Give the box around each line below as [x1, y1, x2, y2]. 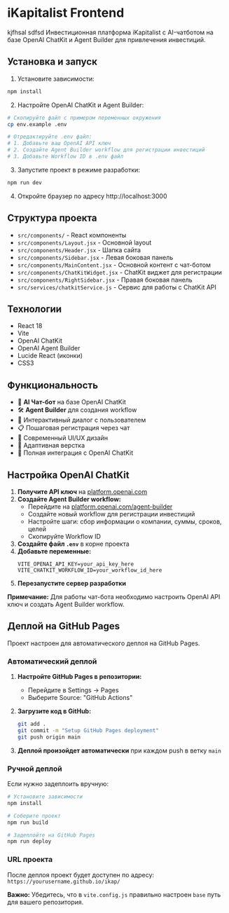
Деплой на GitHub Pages [7, 620, 120, 632]
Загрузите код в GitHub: [17, 707, 92, 715]
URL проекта [7, 855, 53, 865]
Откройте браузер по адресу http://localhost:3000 [17, 191, 167, 200]
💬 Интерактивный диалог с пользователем [17, 416, 146, 425]
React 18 [17, 322, 43, 330]
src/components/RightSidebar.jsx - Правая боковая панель [17, 275, 193, 284]
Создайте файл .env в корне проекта [17, 540, 130, 548]
